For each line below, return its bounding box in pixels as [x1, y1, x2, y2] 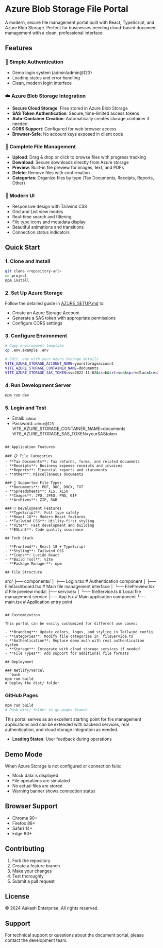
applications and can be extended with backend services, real [5, 721, 130, 728]
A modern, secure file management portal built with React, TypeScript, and [5, 19, 155, 25]
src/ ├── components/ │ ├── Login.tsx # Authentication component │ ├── [5, 578, 157, 584]
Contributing [5, 845, 45, 853]
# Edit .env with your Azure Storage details [5, 357, 98, 362]
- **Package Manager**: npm [5, 561, 62, 566]
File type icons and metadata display [12, 219, 86, 225]
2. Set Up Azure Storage [5, 289, 63, 296]
